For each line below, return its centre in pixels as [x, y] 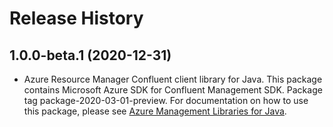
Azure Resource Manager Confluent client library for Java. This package [173, 79]
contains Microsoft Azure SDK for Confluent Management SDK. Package [173, 90]
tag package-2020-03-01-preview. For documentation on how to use [166, 100]
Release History [76, 18]
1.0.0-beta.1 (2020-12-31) [90, 55]
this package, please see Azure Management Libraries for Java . [155, 111]
